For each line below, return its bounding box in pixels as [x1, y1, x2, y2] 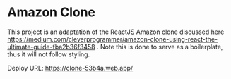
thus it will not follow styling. [7, 50, 90, 59]
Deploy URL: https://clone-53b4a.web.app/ [7, 63, 134, 72]
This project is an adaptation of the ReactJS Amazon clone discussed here [7, 28, 225, 36]
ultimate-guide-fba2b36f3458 [7, 42, 95, 51]
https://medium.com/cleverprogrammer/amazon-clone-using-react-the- [7, 35, 218, 43]
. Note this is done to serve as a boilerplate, [96, 42, 223, 51]
